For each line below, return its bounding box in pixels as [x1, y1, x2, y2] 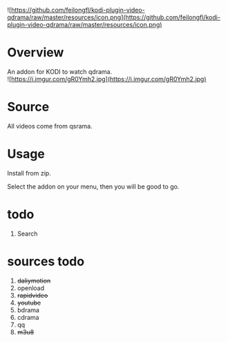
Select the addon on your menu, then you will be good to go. [7, 182, 180, 191]
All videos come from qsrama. [7, 122, 93, 130]
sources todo [7, 254, 85, 269]
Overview [7, 45, 64, 61]
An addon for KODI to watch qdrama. [7, 67, 113, 75]
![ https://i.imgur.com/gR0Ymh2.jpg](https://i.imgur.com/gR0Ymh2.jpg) [7, 75, 207, 83]
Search [17, 229, 38, 238]
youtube [17, 298, 41, 307]
